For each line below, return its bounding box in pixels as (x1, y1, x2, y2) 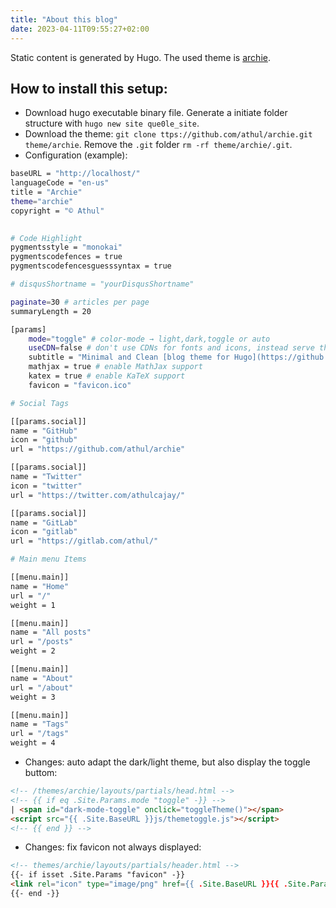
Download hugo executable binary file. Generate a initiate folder (24, 107, 288, 119)
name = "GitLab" (10, 517, 78, 528)
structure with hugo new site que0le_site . (24, 117, 200, 130)
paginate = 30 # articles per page (10, 297, 150, 307)
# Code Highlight (10, 233, 83, 243)
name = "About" (10, 673, 74, 683)
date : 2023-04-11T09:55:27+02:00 (10, 24, 150, 34)
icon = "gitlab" (10, 527, 78, 537)
